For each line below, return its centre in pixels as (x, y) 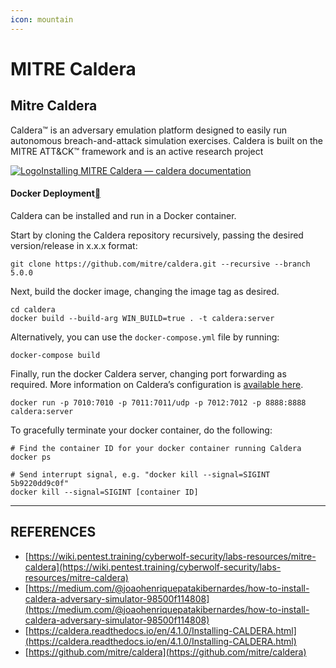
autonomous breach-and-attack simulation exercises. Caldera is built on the (166, 140)
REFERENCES (53, 532)
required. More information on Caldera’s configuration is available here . (157, 384)
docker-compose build (55, 355)
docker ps (31, 457)
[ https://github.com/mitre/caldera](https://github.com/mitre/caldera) (165, 652)
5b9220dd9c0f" (40, 483)
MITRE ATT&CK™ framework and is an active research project (137, 151)
